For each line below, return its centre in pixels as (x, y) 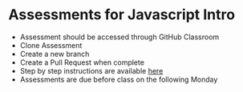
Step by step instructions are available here (91, 70)
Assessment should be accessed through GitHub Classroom (119, 37)
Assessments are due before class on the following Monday (119, 79)
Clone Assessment (51, 45)
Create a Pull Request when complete (82, 62)
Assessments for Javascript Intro (121, 15)
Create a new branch (55, 54)
